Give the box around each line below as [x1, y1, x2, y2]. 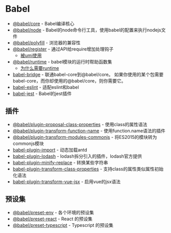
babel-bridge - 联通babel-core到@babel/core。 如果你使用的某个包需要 [12, 71, 164, 77]
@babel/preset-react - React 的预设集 [12, 216, 93, 222]
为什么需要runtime [20, 65, 59, 71]
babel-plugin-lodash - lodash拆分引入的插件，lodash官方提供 [12, 153, 142, 159]
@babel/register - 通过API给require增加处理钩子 [12, 46, 114, 52]
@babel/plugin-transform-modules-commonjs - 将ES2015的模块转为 [12, 134, 157, 140]
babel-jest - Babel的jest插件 [12, 90, 72, 97]
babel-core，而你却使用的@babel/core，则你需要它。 [12, 77, 126, 84]
